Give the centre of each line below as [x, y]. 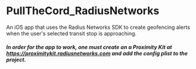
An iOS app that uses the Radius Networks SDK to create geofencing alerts [98, 27]
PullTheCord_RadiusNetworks [83, 11]
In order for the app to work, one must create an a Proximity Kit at [89, 47]
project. [16, 60]
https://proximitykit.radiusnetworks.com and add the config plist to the [97, 53]
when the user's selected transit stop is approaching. [71, 33]
